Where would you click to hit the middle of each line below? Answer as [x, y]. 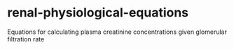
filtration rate [26, 39]
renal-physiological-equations [98, 13]
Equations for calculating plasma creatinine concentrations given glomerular [117, 32]
